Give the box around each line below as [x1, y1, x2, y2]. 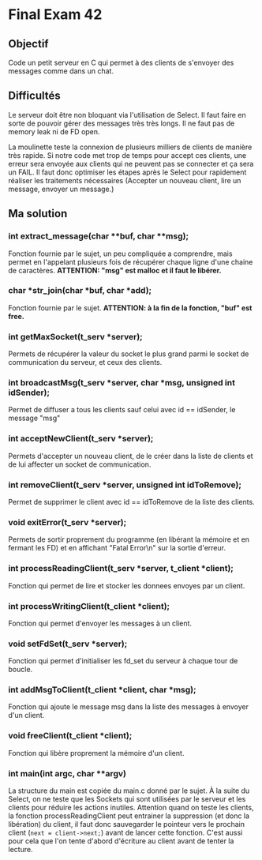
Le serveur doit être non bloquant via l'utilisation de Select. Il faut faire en [8, 110, 246, 119]
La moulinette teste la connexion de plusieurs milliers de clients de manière [8, 142, 253, 152]
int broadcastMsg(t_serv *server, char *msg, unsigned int [8, 377, 235, 389]
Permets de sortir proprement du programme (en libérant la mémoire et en [8, 535, 250, 544]
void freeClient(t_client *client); [8, 730, 133, 742]
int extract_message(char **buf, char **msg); [8, 231, 189, 242]
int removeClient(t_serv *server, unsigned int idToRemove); [8, 479, 242, 490]
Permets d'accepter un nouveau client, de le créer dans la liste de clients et [8, 451, 254, 460]
